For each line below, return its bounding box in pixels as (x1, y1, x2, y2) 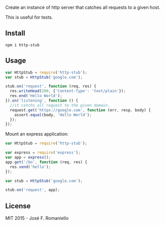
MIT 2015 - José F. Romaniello (5, 215, 69, 221)
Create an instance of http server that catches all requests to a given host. (5, 5, 161, 10)
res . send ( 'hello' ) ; (10, 164, 51, 169)
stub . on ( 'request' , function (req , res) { (5, 84, 96, 89)
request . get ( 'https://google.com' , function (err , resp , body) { (10, 107, 151, 113)
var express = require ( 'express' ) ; (5, 150, 81, 155)
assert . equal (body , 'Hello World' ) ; (14, 112, 92, 117)
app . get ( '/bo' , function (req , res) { (5, 159, 87, 165)
